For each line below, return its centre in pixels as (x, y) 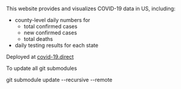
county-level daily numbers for (52, 20)
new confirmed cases (50, 33)
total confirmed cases (50, 26)
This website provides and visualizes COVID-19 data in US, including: (91, 9)
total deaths (38, 39)
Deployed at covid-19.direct (40, 57)
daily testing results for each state (57, 45)
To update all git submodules (42, 68)
